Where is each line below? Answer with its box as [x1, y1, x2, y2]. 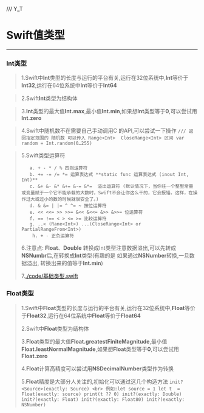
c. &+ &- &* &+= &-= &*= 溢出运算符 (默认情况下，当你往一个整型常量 [29, 183, 194, 189]
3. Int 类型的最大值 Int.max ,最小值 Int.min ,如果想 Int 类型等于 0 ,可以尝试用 [21, 108, 197, 115]
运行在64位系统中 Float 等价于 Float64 [47, 312, 141, 319]
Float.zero [21, 352, 48, 359]
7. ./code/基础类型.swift [21, 272, 78, 280]
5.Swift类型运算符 [21, 152, 66, 159]
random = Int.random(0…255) [21, 140, 92, 147]
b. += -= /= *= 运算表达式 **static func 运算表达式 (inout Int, [29, 172, 189, 178]
